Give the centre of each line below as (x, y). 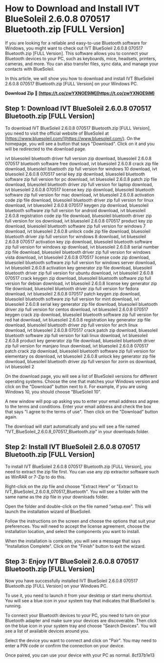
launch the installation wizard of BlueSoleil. (48, 511)
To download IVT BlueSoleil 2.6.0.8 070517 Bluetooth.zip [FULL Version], (78, 128)
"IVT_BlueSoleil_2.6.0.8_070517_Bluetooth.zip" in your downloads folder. (77, 431)
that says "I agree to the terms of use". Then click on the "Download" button (82, 412)
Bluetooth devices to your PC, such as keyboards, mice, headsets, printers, (81, 58)
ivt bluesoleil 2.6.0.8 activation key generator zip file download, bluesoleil (79, 268)
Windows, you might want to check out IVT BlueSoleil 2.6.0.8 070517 (74, 48)
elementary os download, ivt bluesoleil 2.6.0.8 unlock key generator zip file (81, 356)
